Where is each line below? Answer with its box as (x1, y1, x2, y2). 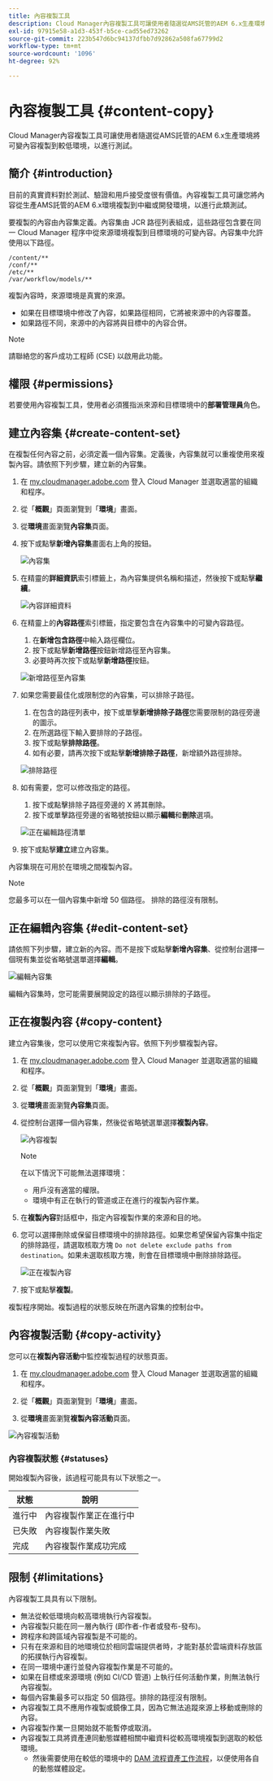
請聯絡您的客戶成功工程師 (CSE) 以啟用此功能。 (8, 351, 167, 360)
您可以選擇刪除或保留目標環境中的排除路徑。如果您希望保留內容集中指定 (19, 1230, 262, 1239)
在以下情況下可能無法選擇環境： (19, 1168, 128, 1178)
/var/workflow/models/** (8, 275, 93, 283)
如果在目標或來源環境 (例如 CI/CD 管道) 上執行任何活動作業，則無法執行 (19, 1672, 261, 1682)
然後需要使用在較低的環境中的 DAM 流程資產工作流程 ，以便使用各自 (32, 1753, 260, 1763)
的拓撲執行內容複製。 (19, 1652, 92, 1661)
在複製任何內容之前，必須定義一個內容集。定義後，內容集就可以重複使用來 (8, 449, 258, 459)
